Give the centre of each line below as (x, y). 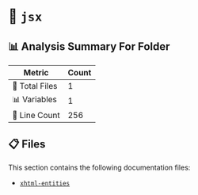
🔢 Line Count (36, 115)
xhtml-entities (45, 183)
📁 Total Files (35, 86)
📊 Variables (35, 99)
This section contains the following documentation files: (99, 167)
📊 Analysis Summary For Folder (89, 46)
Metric (36, 73)
